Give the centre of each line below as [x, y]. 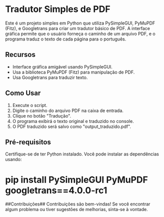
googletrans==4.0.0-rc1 [56, 190]
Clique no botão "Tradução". [42, 115]
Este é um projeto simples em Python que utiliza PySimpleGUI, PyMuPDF [80, 23]
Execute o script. [30, 105]
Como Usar [23, 93]
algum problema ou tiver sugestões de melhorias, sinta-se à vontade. [77, 209]
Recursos [20, 55]
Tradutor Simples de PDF [58, 9]
